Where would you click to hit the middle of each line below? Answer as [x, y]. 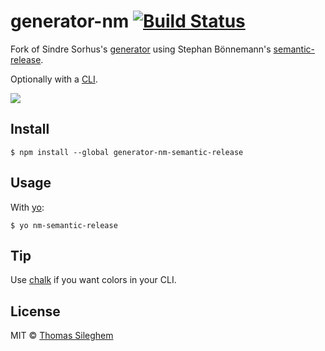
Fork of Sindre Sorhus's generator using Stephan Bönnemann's [141, 49]
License [35, 311]
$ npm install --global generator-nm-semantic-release [127, 152]
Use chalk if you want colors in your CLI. [93, 280]
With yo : [27, 207]
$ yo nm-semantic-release [64, 225]
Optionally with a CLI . [54, 79]
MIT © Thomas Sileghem [62, 336]
